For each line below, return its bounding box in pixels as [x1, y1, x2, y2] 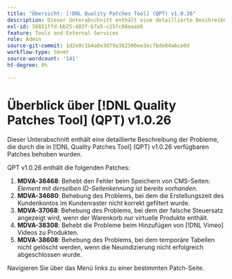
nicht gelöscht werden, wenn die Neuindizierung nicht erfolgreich [17, 243, 204, 251]
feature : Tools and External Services [7, 29, 119, 37]
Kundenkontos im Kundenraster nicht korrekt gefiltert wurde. [17, 199, 191, 207]
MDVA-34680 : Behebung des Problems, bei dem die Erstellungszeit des [17, 191, 224, 199]
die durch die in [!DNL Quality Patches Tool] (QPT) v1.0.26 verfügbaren [7, 143, 209, 151]
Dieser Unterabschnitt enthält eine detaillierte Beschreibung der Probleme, [7, 135, 220, 143]
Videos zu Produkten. [17, 228, 79, 236]
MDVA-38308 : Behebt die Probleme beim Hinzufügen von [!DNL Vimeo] [17, 221, 224, 229]
